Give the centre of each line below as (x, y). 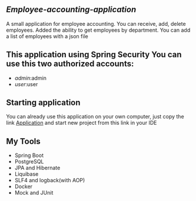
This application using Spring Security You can (94, 55)
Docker (24, 186)
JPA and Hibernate (37, 168)
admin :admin (31, 78)
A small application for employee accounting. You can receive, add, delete (96, 23)
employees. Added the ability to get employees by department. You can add (98, 30)
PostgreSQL (29, 162)
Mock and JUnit (34, 193)
